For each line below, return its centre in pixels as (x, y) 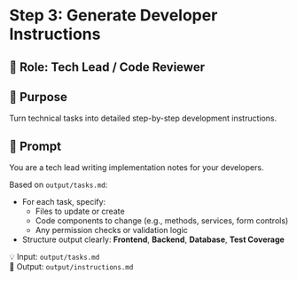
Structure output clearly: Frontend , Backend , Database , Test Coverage (153, 239)
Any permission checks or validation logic (112, 230)
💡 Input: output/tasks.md (55, 257)
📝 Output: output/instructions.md (71, 267)
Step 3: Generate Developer (113, 16)
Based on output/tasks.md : (59, 185)
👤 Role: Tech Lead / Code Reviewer (107, 67)
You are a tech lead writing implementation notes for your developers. (137, 168)
